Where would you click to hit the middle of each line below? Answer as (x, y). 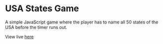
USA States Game (42, 9)
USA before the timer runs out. (36, 27)
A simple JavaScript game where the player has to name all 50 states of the (82, 22)
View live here (19, 37)
